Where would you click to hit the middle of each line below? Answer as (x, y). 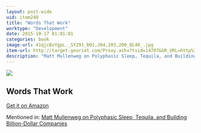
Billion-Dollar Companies (37, 123)
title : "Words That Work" (38, 23)
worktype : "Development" (37, 28)
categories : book (28, 39)
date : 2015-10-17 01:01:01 (40, 34)
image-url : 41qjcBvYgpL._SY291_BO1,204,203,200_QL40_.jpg (80, 45)
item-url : (19, 51)
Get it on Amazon (28, 106)
